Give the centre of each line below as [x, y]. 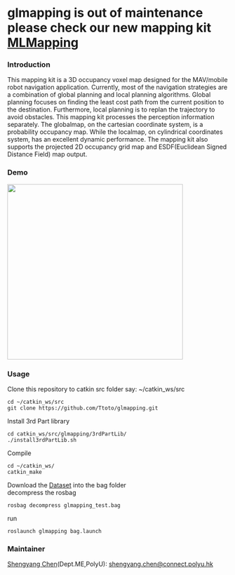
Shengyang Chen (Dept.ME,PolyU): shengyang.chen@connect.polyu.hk [110, 564]
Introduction [29, 65]
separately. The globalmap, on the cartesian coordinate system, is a [105, 125]
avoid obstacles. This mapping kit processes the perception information [111, 117]
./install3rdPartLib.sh [42, 440]
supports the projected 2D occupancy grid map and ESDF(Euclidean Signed [117, 147]
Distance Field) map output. [47, 154]
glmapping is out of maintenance [105, 13]
